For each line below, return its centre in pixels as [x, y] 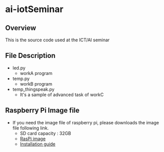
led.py [19, 68]
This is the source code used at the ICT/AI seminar [57, 40]
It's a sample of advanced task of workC [62, 95]
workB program [36, 84]
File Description [30, 56]
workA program [36, 73]
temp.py [21, 79]
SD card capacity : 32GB [45, 133]
